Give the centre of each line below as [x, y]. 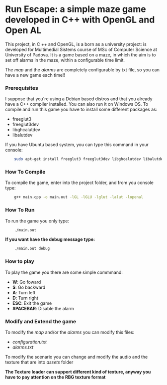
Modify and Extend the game [41, 321]
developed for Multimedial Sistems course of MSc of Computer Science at [81, 49]
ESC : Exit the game [32, 303]
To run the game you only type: [37, 221]
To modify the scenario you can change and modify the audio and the [77, 357]
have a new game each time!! [35, 75]
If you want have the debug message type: [50, 239]
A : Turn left [24, 292]
